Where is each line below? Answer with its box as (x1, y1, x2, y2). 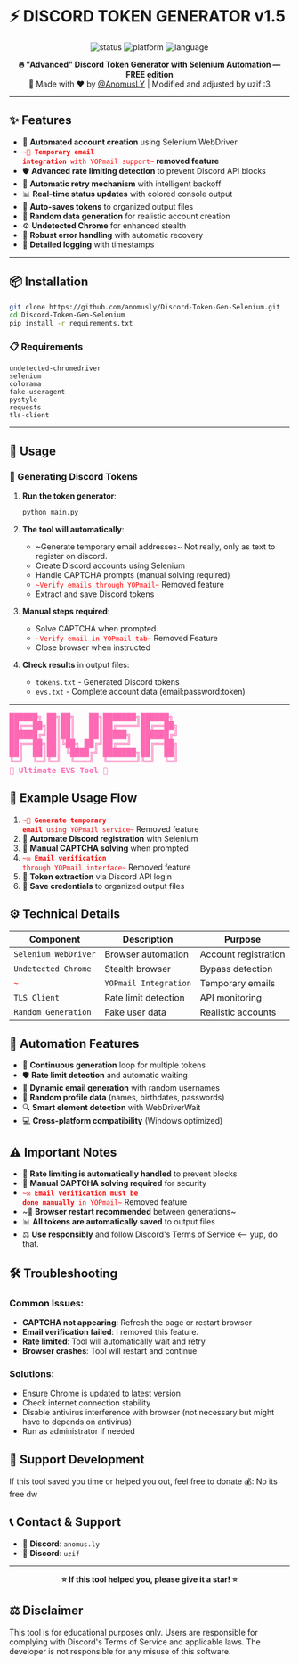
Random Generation (13, 1007, 92, 1017)
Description (122, 933, 174, 945)
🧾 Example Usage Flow (9, 790, 138, 806)
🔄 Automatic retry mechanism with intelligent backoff (21, 178, 222, 189)
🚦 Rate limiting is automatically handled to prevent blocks (21, 1168, 238, 1179)
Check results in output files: (21, 660, 130, 671)
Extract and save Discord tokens (35, 589, 155, 599)
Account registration (199, 948, 286, 960)
